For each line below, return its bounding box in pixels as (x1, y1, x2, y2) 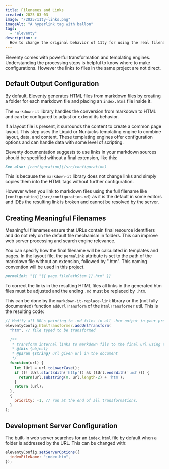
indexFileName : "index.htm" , (10, 455, 71, 460)
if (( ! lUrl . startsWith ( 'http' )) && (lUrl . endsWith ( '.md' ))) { (14, 370, 150, 375)
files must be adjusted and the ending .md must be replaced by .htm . (5, 288, 147, 294)
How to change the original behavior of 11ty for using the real (10, 40, 150, 45)
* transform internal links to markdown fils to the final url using (12, 342, 161, 347)
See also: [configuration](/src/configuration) (5, 164, 107, 169)
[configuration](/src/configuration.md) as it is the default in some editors (5, 194, 162, 200)
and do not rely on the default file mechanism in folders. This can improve (5, 233, 158, 239)
